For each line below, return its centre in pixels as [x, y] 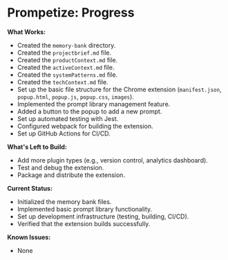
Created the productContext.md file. [67, 59]
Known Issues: [29, 237]
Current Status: [30, 188]
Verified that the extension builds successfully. [84, 223]
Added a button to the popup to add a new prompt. [89, 111]
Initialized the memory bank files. [64, 201]
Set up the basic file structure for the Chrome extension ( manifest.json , [119, 89]
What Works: [27, 32]
